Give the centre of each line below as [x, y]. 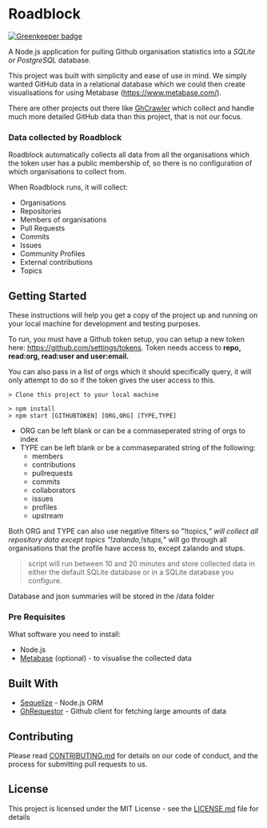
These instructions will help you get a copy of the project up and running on [133, 315]
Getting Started [48, 296]
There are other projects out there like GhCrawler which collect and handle [131, 108]
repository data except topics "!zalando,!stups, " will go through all [118, 540]
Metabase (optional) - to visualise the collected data [106, 658]
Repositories [40, 211]
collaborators [54, 490]
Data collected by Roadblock [65, 137]
